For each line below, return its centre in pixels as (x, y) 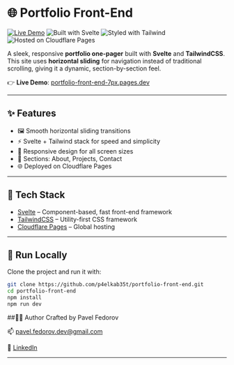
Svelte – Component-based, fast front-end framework (95, 211)
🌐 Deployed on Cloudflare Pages (64, 166)
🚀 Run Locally (37, 255)
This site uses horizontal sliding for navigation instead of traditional (104, 61)
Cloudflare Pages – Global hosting (66, 226)
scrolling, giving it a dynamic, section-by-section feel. (84, 68)
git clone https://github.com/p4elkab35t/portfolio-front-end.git (106, 285)
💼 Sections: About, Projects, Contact (70, 158)
